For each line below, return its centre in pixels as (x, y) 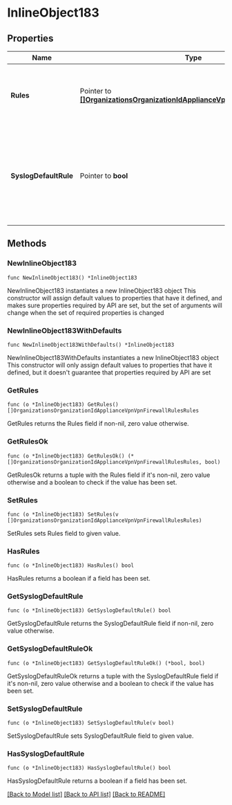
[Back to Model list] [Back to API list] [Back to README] (86, 795)
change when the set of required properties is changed (86, 312)
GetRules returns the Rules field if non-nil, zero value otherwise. (98, 424)
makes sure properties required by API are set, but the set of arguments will (115, 305)
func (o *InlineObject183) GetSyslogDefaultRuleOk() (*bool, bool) (106, 663)
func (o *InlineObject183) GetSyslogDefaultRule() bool (89, 610)
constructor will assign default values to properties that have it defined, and (115, 298)
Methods (27, 244)
